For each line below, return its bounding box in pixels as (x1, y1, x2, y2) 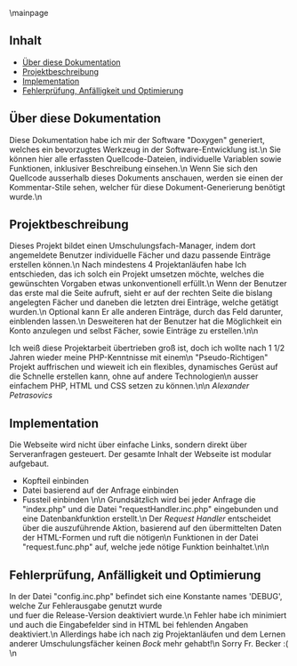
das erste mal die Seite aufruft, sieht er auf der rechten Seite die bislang (9, 288, 273, 299)
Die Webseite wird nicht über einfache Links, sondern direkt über (9, 439, 247, 450)
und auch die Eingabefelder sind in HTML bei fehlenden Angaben (9, 620, 249, 630)
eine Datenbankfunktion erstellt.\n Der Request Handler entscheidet (21, 513, 271, 524)
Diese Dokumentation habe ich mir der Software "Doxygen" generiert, (9, 134, 265, 145)
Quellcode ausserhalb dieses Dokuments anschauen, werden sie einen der (9, 173, 284, 183)
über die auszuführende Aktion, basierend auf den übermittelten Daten (21, 523, 282, 534)
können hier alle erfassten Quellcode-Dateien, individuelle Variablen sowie (9, 153, 282, 164)
